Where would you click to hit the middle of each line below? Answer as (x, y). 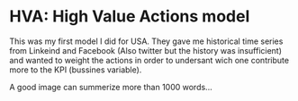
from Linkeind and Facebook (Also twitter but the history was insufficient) (145, 50)
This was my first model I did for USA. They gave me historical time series (146, 41)
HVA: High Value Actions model (130, 17)
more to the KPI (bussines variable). (76, 70)
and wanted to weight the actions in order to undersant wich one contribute (149, 60)
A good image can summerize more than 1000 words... (111, 87)
